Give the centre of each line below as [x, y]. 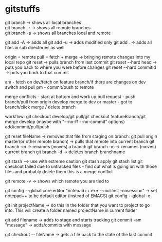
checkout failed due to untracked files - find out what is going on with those [81, 166]
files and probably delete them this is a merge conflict [59, 171]
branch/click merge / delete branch [40, 107]
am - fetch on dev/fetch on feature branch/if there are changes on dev [75, 82]
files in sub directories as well [35, 47]
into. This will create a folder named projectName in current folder [71, 210]
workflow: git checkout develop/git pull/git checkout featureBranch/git [75, 116]
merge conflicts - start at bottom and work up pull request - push [70, 97]
